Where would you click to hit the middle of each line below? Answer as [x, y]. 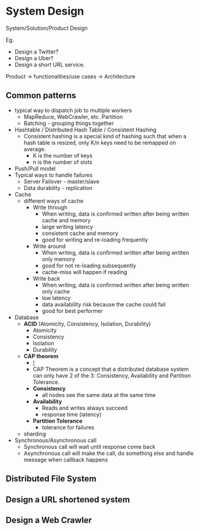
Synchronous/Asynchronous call [55, 440]
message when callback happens [66, 459]
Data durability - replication [58, 188]
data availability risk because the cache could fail [104, 304]
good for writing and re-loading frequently [95, 239]
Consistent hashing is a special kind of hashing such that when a [105, 136]
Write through [50, 207]
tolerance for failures [68, 427]
